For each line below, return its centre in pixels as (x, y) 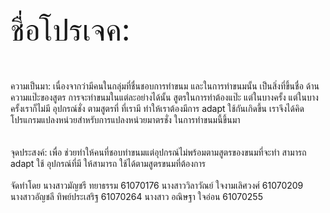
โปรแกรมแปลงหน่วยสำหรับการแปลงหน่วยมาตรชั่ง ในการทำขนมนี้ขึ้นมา (125, 119)
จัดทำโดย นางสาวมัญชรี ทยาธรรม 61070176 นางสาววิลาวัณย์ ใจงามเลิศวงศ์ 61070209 (157, 185)
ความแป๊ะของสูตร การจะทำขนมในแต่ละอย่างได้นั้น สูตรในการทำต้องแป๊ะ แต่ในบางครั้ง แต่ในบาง (164, 97)
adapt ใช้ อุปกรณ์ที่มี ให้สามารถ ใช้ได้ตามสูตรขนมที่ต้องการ (108, 163)
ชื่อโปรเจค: (70, 30)
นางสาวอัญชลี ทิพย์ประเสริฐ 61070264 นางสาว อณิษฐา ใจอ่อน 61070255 (136, 196)
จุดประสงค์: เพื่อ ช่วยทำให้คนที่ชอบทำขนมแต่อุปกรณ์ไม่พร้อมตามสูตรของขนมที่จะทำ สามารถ (158, 152)
